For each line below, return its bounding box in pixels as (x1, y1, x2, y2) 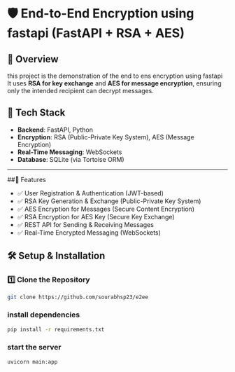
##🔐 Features (7, 175, 47, 184)
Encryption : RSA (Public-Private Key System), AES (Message (17, 132, 194, 141)
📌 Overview (7, 53, 59, 65)
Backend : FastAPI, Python (17, 125, 93, 134)
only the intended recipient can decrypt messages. (7, 87, 154, 95)
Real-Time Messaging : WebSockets (17, 148, 122, 156)
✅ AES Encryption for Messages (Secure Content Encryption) (17, 205, 194, 213)
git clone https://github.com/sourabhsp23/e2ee (7, 294, 149, 301)
